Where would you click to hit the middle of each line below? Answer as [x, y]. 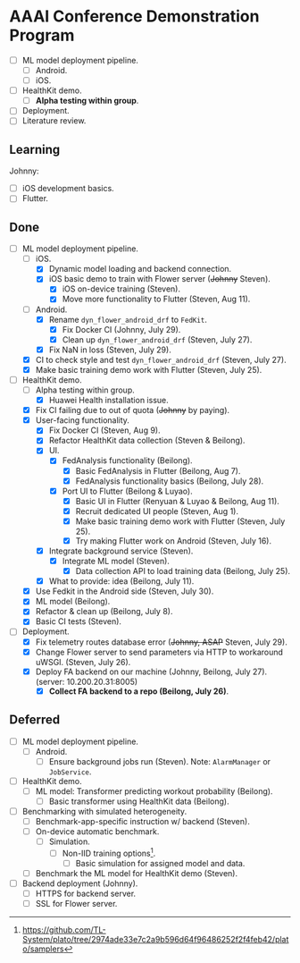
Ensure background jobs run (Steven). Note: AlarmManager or [159, 761]
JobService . [70, 772]
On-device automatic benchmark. [97, 832]
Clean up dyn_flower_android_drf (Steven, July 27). [157, 339]
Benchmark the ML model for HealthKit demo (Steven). [137, 873]
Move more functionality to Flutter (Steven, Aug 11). [156, 299]
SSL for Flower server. [76, 904]
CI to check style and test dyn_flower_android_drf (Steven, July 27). [161, 359]
